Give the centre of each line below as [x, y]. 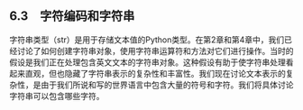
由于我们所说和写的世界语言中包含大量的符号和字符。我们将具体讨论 [167, 85]
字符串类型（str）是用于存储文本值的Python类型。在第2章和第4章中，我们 [147, 40]
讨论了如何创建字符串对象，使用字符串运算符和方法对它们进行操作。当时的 [155, 50]
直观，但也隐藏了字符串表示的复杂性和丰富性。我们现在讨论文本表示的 [155, 73]
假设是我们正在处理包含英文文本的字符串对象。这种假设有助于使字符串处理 [147, 62]
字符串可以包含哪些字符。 [57, 96]
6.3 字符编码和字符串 [72, 16]
